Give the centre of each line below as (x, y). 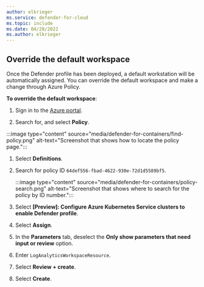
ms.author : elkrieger (34, 35)
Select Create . (33, 278)
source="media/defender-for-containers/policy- (137, 182)
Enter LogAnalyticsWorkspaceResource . (63, 255)
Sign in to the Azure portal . (49, 110)
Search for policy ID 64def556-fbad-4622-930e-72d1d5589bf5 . (90, 170)
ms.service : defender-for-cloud (47, 18)
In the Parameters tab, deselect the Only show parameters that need (103, 237)
